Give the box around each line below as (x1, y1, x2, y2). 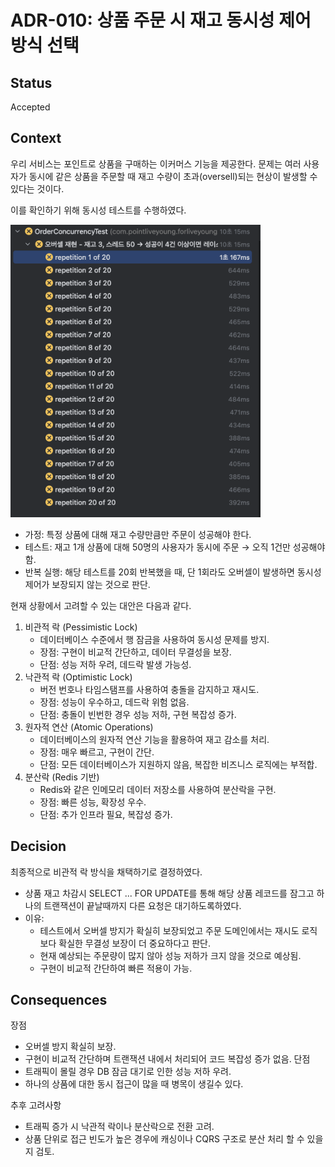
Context (10, 130, 62, 147)
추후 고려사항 (10, 1099, 62, 1111)
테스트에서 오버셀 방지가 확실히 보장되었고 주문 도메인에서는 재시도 (39, 924, 300, 936)
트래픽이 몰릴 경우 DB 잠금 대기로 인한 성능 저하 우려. (24, 1066, 232, 1078)
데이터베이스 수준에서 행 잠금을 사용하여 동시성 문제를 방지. (39, 633, 270, 645)
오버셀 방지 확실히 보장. (24, 1041, 117, 1053)
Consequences (10, 991, 108, 1008)
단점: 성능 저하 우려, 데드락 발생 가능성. (39, 658, 192, 670)
